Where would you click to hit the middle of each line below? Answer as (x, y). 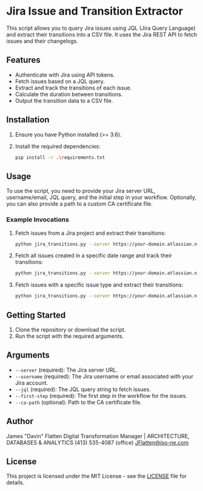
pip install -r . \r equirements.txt (60, 157)
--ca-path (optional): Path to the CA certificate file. (78, 402)
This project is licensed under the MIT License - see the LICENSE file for (96, 476)
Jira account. (32, 383)
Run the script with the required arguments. (69, 336)
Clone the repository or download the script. (70, 329)
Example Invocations (38, 220)
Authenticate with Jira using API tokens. (65, 75)
